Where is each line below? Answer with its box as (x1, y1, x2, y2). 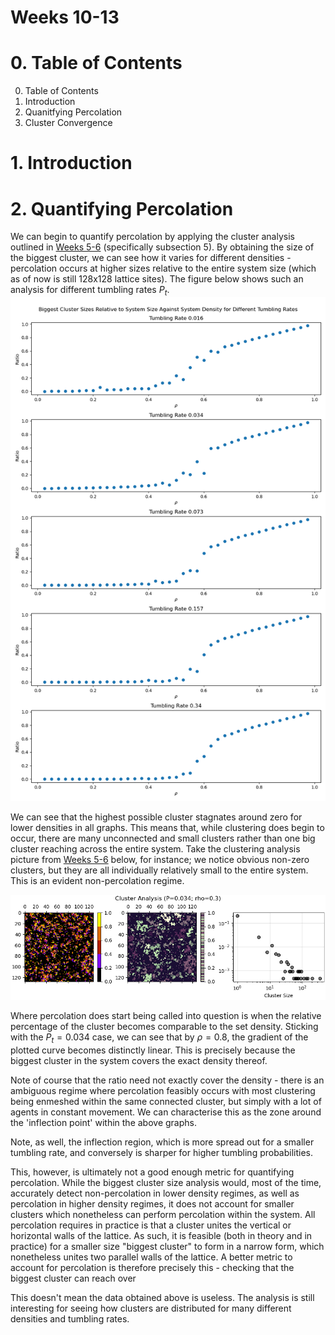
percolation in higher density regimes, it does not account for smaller (10, 1198, 295, 1210)
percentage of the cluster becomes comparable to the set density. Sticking (10, 1021, 319, 1033)
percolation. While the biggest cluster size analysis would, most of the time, (10, 1177, 322, 1189)
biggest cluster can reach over (10, 1272, 137, 1285)
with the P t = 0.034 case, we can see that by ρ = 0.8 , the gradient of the (10, 1031, 309, 1046)
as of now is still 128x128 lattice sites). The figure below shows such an (10, 273, 304, 285)
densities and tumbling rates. (10, 1313, 130, 1325)
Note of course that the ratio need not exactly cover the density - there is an (10, 1074, 325, 1086)
